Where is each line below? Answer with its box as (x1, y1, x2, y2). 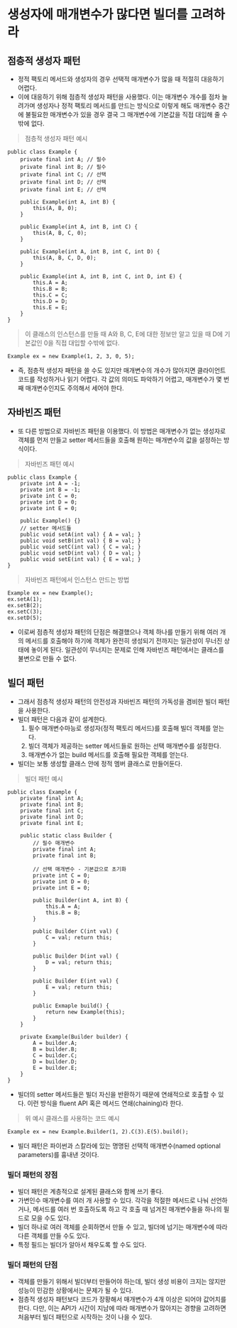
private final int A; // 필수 (20, 156, 106, 163)
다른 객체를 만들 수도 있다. (17, 1232, 90, 1240)
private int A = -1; (20, 480, 81, 487)
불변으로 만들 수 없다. (17, 654, 77, 663)
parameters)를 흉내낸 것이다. (17, 1150, 99, 1158)
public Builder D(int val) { (33, 952, 119, 960)
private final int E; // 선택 (20, 186, 106, 193)
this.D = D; (33, 298, 69, 305)
